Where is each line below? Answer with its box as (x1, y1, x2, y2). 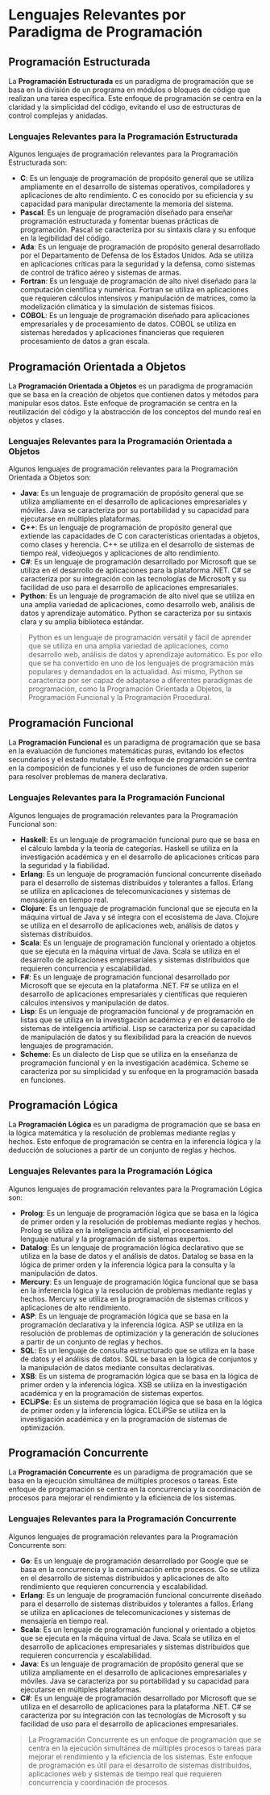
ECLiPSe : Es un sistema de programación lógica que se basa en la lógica (19, 1397, 263, 1407)
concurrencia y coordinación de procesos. (27, 1777, 169, 1787)
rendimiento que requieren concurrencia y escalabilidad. (19, 1581, 208, 1592)
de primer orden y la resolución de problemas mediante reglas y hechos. (19, 1217, 262, 1227)
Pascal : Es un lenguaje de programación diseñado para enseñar (19, 208, 234, 217)
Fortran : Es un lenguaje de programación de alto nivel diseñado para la (19, 276, 256, 286)
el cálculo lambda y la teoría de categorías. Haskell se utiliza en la (19, 843, 239, 853)
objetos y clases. (8, 416, 64, 426)
